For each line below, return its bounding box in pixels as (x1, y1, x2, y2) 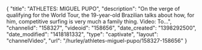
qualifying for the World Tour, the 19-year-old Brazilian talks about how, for (6, 11, 195, 19)
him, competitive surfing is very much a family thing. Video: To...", (6, 18, 172, 25)
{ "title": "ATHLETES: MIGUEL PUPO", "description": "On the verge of (6, 5, 181, 12)
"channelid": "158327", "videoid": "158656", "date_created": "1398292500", (6, 24, 197, 31)
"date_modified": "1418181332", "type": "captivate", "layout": (6, 31, 159, 38)
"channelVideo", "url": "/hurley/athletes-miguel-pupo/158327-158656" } (6, 37, 188, 44)
